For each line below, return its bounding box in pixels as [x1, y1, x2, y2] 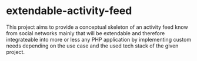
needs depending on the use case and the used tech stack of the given [6, 42, 179, 49]
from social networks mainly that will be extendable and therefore [6, 29, 165, 36]
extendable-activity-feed [6, 4, 132, 18]
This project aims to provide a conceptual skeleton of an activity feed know [6, 23, 188, 30]
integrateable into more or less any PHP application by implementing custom [6, 36, 192, 43]
